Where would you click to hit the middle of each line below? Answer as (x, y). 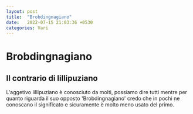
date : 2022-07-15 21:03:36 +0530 (50, 22)
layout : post (22, 11)
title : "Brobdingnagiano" (39, 17)
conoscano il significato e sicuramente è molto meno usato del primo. (90, 105)
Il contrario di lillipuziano (52, 78)
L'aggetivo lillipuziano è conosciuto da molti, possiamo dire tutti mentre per (97, 92)
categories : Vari (27, 28)
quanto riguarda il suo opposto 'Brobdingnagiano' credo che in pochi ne (93, 99)
